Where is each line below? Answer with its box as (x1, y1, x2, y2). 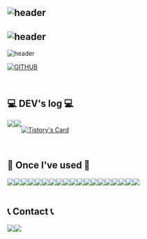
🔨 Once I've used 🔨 (7, 159, 91, 171)
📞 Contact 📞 (7, 205, 54, 217)
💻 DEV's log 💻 (7, 97, 75, 109)
